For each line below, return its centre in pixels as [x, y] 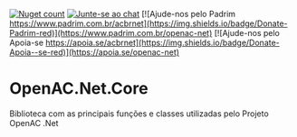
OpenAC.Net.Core [79, 89]
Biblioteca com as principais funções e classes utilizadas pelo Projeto [139, 114]
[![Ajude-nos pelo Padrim [189, 14]
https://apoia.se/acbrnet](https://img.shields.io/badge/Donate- [163, 42]
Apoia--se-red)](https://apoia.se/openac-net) [94, 52]
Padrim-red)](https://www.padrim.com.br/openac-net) [111, 33]
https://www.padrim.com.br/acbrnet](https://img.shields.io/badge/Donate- [148, 23]
